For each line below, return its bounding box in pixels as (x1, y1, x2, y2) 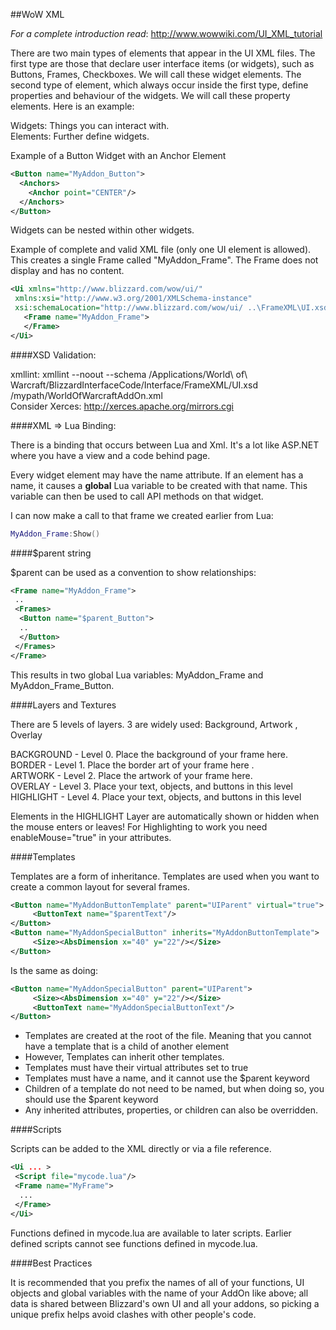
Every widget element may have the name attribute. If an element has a (10, 469, 304, 481)
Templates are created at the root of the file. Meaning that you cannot (24, 1030, 312, 1042)
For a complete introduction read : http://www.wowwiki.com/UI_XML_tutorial (10, 28, 323, 39)
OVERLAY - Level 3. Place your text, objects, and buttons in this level (10, 780, 293, 792)
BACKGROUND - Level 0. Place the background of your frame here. (10, 748, 288, 760)
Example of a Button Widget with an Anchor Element (10, 150, 227, 161)
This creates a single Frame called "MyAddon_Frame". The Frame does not (10, 254, 319, 266)
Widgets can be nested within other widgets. (10, 224, 195, 236)
